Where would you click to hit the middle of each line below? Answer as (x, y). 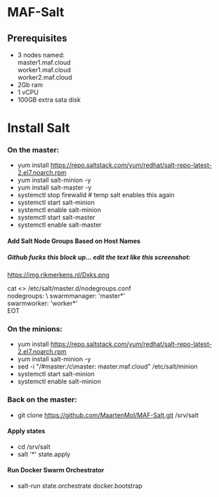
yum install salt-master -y (54, 187)
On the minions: (35, 329)
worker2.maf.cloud (45, 77)
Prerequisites (37, 38)
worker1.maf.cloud (44, 70)
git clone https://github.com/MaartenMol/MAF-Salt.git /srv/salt (108, 415)
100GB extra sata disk (49, 100)
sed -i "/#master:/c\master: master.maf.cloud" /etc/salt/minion (107, 366)
